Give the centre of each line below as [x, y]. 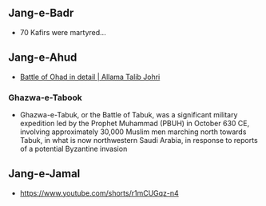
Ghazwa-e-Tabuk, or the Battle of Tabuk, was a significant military [129, 114]
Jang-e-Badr [41, 13]
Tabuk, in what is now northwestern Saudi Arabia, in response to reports [139, 140]
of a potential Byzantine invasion [73, 149]
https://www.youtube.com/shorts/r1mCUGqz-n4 [99, 193]
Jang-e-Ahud [43, 58]
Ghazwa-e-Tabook [45, 97]
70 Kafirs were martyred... [63, 32]
